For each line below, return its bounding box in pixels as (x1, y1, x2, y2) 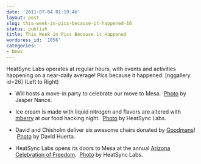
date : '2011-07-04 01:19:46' (6, 9, 80, 15)
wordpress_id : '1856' (6, 37, 62, 43)
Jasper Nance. (15, 96, 52, 103)
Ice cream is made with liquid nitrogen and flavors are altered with (15, 108, 182, 115)
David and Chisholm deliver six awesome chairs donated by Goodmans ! (15, 126, 196, 134)
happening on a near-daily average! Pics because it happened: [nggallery (6, 71, 191, 79)
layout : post (6, 15, 40, 21)
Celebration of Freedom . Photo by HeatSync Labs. (15, 151, 143, 158)
